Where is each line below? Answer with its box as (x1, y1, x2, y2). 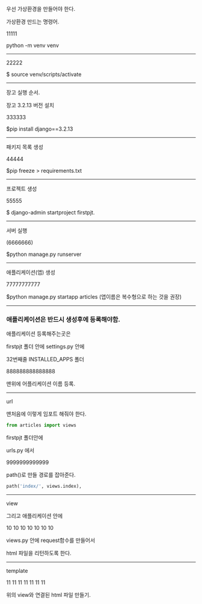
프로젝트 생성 (6, 185, 37, 192)
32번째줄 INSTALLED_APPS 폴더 (6, 356, 84, 363)
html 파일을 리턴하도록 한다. (6, 550, 72, 557)
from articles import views (6, 422, 77, 429)
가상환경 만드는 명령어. (6, 18, 60, 25)
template (6, 567, 28, 574)
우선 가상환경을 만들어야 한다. (6, 5, 76, 12)
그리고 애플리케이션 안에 (6, 512, 63, 520)
